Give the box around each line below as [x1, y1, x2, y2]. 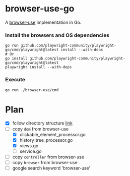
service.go [19, 148, 42, 154]
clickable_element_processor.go [19, 131, 86, 137]
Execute [5, 76, 26, 83]
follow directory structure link [12, 120, 73, 126]
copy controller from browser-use [12, 154, 84, 160]
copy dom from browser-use [12, 126, 69, 132]
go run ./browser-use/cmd [5, 87, 59, 92]
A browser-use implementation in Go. [5, 19, 82, 25]
